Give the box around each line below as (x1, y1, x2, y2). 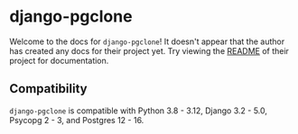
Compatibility (9, 81, 88, 96)
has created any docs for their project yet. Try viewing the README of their (9, 45, 289, 56)
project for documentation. (9, 55, 109, 66)
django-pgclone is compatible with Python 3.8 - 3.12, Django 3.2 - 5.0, (9, 105, 268, 116)
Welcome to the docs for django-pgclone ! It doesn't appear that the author (9, 36, 285, 47)
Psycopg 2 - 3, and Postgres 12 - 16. (9, 114, 144, 125)
